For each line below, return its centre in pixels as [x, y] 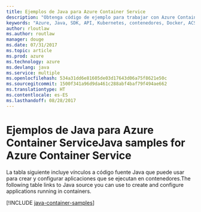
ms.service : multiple [33, 73]
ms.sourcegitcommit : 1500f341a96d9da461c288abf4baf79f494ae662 [87, 84]
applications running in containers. [49, 191]
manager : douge [25, 39]
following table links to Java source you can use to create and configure [95, 185]
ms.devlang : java [28, 67]
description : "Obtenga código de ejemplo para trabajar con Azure [91, 17]
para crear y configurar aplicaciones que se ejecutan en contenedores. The [98, 178]
